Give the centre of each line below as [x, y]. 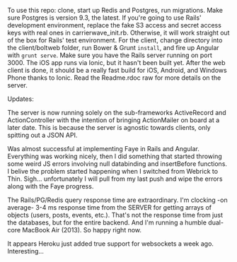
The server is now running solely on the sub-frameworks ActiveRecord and [117, 113]
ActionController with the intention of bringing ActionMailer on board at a [114, 120]
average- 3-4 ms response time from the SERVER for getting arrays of [110, 207]
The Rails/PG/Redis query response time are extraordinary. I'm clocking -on [117, 200]
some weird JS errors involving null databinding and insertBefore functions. [117, 164]
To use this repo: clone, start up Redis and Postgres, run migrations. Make [115, 10]
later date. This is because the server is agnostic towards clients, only [109, 127]
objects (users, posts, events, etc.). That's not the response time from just [115, 215]
